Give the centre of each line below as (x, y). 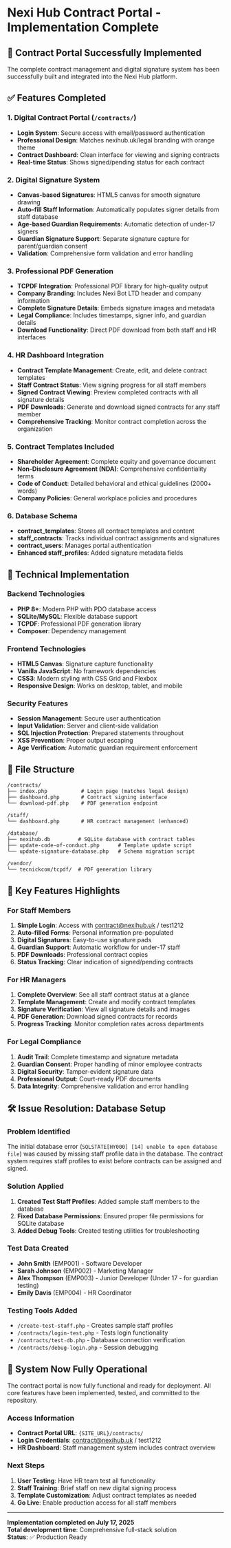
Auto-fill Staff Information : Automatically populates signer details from (118, 209)
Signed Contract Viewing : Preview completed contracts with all (108, 392)
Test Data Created (38, 1249)
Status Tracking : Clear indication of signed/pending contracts (105, 962)
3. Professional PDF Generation (60, 271)
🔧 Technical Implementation (68, 574)
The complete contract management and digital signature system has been (113, 69)
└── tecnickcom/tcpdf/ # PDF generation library (80, 870)
